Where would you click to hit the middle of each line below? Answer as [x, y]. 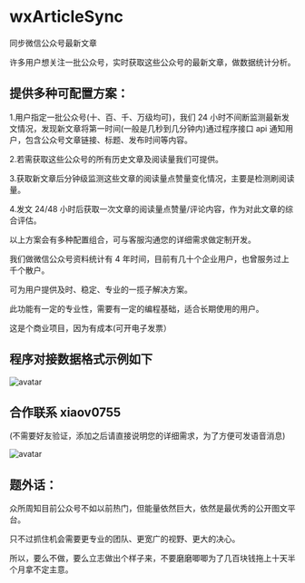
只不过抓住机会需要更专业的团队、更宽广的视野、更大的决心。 [125, 539]
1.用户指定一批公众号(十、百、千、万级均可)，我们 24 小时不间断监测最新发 [150, 117]
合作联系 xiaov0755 [65, 412]
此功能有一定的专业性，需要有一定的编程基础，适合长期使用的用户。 [137, 308]
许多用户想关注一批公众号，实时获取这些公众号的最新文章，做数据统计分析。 [152, 62]
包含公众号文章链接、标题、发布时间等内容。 [108, 140]
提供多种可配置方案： [69, 94]
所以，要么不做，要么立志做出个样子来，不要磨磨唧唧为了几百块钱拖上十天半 [152, 559]
